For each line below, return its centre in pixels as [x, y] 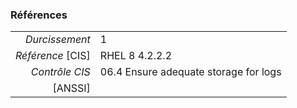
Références [39, 15]
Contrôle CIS [60, 72]
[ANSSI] [71, 88]
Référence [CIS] [53, 56]
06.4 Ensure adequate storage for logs [190, 72]
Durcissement [58, 40]
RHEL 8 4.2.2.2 [136, 56]
